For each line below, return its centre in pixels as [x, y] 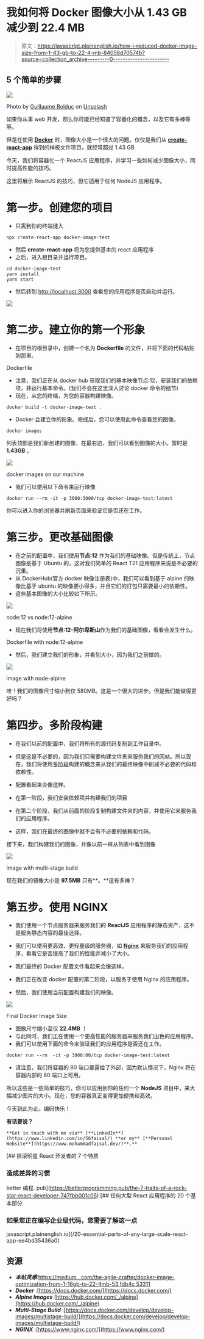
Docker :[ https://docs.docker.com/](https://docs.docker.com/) [93, 1290]
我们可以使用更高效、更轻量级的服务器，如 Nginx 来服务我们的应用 [99, 946]
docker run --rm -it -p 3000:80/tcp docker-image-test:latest [88, 1056]
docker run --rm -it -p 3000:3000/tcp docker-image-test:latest [90, 498]
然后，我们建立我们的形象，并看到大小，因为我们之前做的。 [90, 654]
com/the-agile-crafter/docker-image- [128, 1277]
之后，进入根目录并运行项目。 [52, 257]
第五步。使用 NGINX [57, 907]
